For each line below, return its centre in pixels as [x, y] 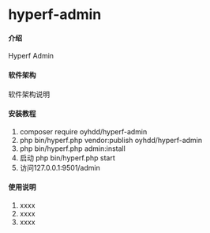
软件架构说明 [29, 94]
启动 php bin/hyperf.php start [67, 158]
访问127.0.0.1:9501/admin [60, 167]
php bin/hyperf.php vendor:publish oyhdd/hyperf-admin [111, 140]
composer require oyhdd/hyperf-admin [83, 131]
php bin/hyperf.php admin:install [73, 148]
